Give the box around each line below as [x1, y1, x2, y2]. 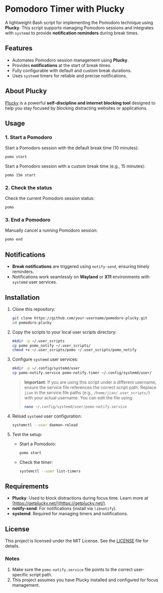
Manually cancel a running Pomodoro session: [5, 227, 98, 233]
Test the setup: [12, 431, 42, 437]
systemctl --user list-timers [19, 468, 81, 474]
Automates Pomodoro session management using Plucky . [12, 57, 129, 63]
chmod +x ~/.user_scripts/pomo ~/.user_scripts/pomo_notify [12, 348, 137, 352]
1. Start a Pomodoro [5, 133, 53, 140]
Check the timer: [19, 459, 53, 465]
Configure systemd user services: [12, 356, 79, 362]
